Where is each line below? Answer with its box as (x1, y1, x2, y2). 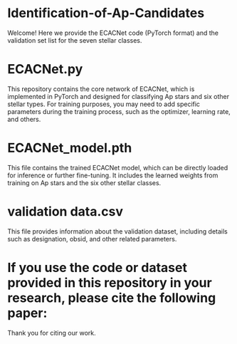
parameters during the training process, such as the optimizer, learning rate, (7, 107, 231, 115)
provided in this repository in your (7, 274, 212, 291)
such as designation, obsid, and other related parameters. (7, 234, 177, 243)
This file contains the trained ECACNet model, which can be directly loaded (7, 163, 228, 172)
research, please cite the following (7, 290, 216, 306)
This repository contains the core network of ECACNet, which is (7, 84, 195, 93)
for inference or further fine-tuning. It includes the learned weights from (7, 171, 218, 179)
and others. (7, 115, 41, 123)
